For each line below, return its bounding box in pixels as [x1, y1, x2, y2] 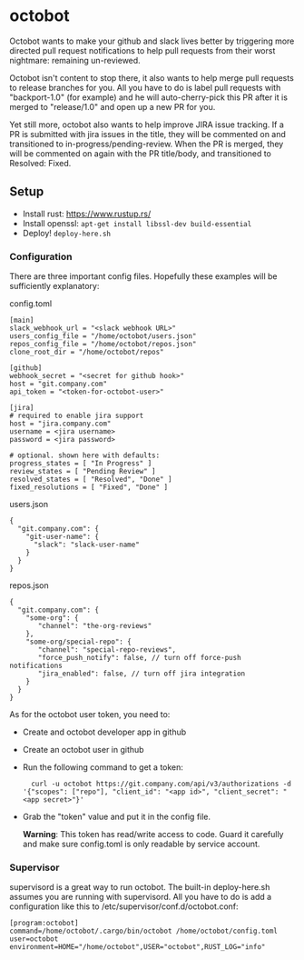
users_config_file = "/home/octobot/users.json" [9, 332, 197, 341]
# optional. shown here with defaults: [9, 451, 161, 460]
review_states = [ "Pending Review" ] [9, 467, 156, 476]
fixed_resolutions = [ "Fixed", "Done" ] [9, 483, 169, 492]
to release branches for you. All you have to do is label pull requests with [9, 82, 281, 93]
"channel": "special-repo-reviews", [37, 645, 177, 655]
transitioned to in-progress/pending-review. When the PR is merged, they [9, 138, 284, 149]
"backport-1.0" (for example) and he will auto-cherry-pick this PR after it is [9, 92, 289, 103]
